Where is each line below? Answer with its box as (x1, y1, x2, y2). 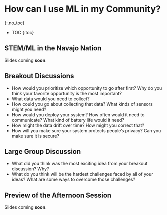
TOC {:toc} (11, 29, 34, 35)
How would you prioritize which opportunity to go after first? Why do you (11, 85, 162, 91)
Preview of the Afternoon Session (4, 191, 112, 199)
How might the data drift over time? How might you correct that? (11, 122, 145, 128)
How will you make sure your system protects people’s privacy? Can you (11, 127, 161, 133)
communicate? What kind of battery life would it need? (11, 117, 124, 123)
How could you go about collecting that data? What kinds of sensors (11, 101, 153, 107)
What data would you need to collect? (11, 96, 90, 102)
